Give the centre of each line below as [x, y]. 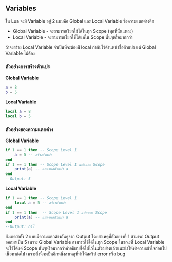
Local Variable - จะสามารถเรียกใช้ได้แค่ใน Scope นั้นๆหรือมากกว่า [73, 37]
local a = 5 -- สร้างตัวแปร [40, 203]
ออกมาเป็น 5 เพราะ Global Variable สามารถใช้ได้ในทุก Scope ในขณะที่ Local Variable [85, 242]
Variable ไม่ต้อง [20, 53]
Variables [21, 8]
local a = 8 [18, 111]
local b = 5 [18, 116]
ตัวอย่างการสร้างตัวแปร [28, 66]
